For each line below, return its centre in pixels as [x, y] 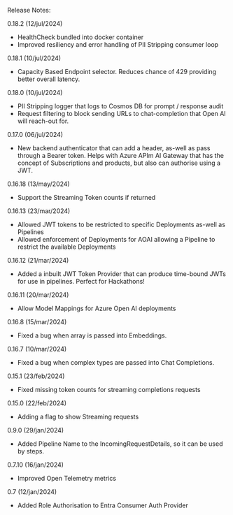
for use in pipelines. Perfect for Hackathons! [81, 281]
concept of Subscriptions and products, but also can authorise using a [119, 163]
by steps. [30, 451]
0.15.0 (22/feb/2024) [37, 403]
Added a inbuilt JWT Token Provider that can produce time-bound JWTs [121, 274]
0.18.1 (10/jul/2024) [34, 58]
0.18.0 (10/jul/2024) [35, 93]
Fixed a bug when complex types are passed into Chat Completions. [116, 362]
